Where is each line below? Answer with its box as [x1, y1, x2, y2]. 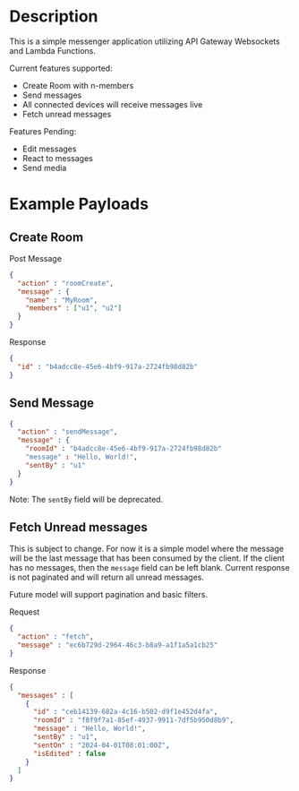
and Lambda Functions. [9, 45, 97, 56]
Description [9, 6, 98, 27]
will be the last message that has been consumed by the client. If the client [9, 553, 285, 563]
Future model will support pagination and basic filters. [9, 589, 209, 600]
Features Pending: [9, 125, 77, 136]
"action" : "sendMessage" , [17, 427, 118, 436]
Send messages [21, 90, 82, 100]
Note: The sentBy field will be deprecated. [9, 494, 164, 504]
